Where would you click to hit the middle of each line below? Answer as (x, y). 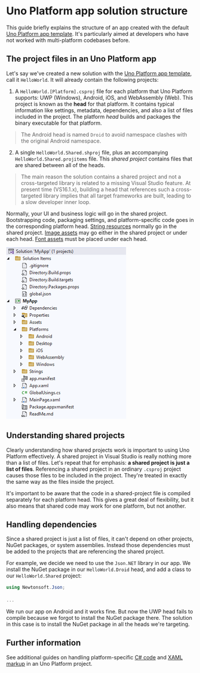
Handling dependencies (52, 524)
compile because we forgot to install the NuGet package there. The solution (99, 618)
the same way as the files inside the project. (60, 481)
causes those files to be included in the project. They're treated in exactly (97, 475)
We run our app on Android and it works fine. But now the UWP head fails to (100, 612)
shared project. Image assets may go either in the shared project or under (97, 232)
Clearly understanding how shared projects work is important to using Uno (98, 450)
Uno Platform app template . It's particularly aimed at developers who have (98, 33)
